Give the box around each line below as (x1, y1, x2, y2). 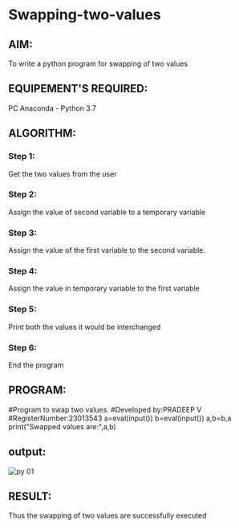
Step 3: (8, 227, 38, 238)
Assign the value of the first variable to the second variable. (8, 246, 206, 255)
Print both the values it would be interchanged (8, 322, 161, 331)
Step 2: (8, 189, 38, 200)
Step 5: (8, 303, 38, 315)
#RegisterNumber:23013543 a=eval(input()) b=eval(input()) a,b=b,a (8, 413, 232, 423)
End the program (8, 359, 64, 370)
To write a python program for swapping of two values (8, 59, 188, 68)
